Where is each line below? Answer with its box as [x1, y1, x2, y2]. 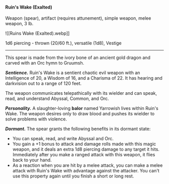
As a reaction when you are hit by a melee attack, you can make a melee [12, 162, 163, 168]
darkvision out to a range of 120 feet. [5, 81, 82, 87]
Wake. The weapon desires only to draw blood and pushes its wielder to [5, 111, 155, 117]
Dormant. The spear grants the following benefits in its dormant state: [5, 126, 151, 132]
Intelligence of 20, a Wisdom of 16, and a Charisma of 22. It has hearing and [5, 75, 162, 81]
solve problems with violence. [5, 116, 67, 122]
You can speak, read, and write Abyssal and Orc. [12, 136, 114, 142]
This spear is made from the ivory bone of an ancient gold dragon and [5, 54, 151, 60]
